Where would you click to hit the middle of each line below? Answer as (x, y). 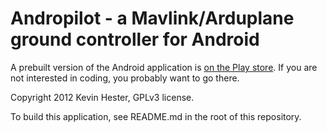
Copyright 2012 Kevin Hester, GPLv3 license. (102, 97)
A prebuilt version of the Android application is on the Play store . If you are (164, 67)
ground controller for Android (135, 39)
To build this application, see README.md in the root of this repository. (156, 116)
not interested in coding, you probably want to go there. (125, 78)
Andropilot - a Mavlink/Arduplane (152, 18)
